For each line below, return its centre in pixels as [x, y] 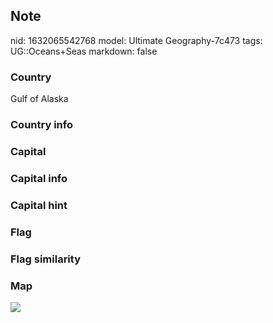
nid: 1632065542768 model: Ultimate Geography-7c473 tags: [136, 40]
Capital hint [39, 205]
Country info [41, 125]
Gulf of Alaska [39, 99]
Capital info [39, 178]
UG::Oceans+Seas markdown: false [84, 51]
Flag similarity [45, 259]
